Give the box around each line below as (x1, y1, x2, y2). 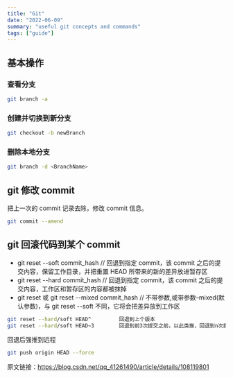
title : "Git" (7, 10, 45, 17)
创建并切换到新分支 (7, 113, 71, 123)
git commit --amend (7, 218, 64, 225)
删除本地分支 (7, 147, 51, 157)
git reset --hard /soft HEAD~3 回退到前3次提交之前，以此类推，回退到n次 (7, 322, 223, 329)
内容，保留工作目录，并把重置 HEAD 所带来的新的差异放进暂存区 (23, 267, 208, 275)
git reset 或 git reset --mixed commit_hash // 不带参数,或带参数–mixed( (17, 293, 219, 302)
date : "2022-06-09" (7, 17, 64, 24)
